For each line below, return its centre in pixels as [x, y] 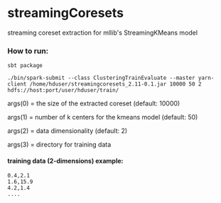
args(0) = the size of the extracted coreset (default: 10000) [94, 103]
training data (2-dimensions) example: [65, 161]
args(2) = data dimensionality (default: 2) [68, 131]
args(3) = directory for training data [59, 145]
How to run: [28, 51]
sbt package [25, 66]
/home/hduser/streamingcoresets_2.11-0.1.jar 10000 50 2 [115, 84]
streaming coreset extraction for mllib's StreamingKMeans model [102, 33]
